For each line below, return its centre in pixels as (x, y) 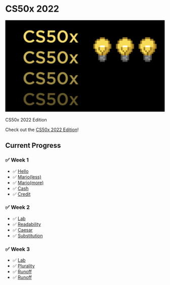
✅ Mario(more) (28, 182)
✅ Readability (27, 224)
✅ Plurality (24, 266)
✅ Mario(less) (27, 177)
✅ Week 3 (18, 249)
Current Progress (33, 146)
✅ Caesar (23, 230)
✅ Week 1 (17, 160)
